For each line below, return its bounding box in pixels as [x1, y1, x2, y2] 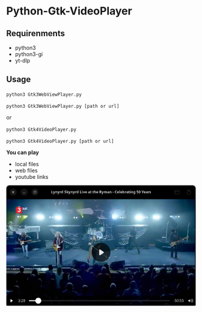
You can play [6, 149, 39, 156]
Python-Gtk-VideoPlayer [6, 4, 132, 18]
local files [14, 160, 39, 167]
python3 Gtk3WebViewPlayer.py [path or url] [6, 103, 120, 109]
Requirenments [6, 28, 65, 39]
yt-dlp [14, 57, 31, 64]
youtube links [14, 173, 49, 180]
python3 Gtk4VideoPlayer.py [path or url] [6, 138, 114, 144]
